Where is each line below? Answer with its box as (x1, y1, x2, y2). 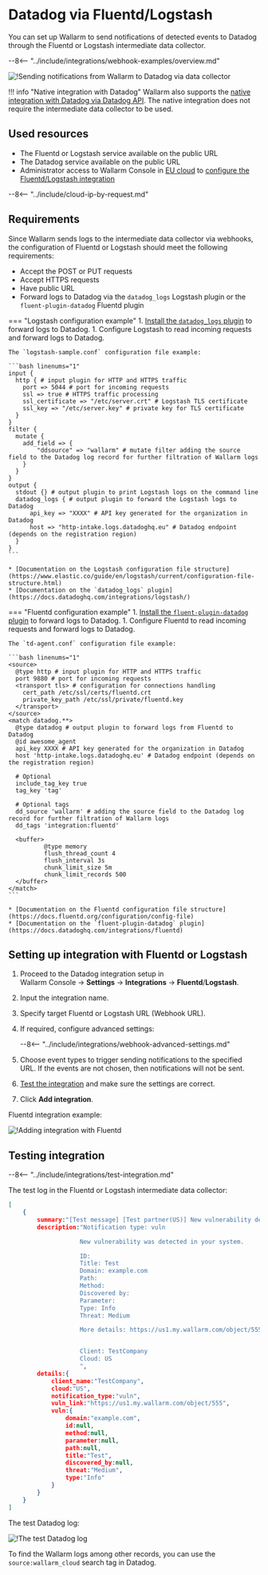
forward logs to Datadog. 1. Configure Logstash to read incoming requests (8, 324, 252, 333)
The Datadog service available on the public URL (19, 157, 181, 166)
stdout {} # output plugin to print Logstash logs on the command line (15, 488, 259, 496)
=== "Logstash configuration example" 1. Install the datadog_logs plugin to (8, 316, 253, 325)
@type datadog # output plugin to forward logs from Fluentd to (15, 724, 234, 732)
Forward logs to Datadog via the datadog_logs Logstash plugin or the (19, 292, 246, 301)
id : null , (65, 1421, 94, 1430)
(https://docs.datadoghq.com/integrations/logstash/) (8, 593, 191, 601)
